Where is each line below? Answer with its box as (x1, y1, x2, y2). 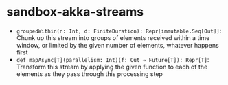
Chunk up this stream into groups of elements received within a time (16, 33, 210, 41)
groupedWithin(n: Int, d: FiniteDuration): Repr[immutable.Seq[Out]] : (16, 27, 222, 35)
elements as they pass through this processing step (16, 69, 163, 78)
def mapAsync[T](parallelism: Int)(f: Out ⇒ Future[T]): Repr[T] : (16, 55, 209, 63)
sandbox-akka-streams (6, 4, 144, 20)
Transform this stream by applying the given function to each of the (16, 63, 208, 71)
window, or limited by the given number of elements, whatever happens (16, 41, 219, 49)
